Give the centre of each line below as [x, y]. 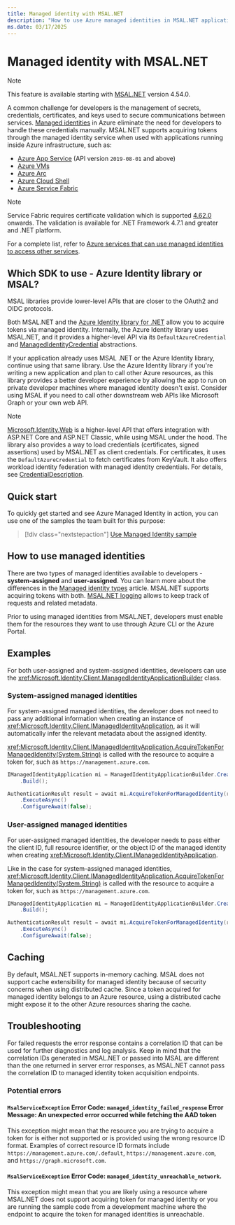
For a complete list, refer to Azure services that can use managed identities [115, 244]
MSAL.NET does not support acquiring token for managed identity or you [113, 1199]
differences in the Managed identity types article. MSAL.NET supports [108, 588]
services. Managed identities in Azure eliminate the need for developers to [114, 122]
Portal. [17, 631]
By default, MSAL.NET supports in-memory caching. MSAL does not [106, 974]
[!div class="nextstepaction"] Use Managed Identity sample [111, 534]
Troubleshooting [44, 1026]
